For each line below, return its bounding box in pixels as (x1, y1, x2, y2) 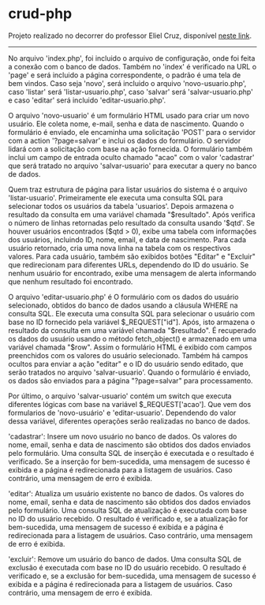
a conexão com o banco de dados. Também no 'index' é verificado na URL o (8, 62, 257, 71)
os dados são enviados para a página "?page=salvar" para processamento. (8, 375, 254, 385)
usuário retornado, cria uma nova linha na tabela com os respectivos (8, 243, 231, 252)
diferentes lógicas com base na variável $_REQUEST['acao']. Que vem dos (8, 399, 252, 409)
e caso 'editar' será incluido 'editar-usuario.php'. (8, 95, 166, 105)
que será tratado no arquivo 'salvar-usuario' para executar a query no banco (8, 161, 257, 170)
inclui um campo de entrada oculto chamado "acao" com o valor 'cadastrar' (8, 152, 255, 162)
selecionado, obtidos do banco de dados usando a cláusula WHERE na (8, 301, 238, 310)
